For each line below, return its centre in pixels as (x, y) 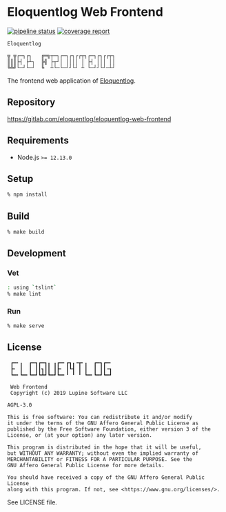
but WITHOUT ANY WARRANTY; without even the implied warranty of (103, 453)
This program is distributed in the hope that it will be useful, (104, 448)
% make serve (26, 326)
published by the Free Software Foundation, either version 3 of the (109, 429)
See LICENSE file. (32, 502)
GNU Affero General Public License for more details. (86, 466)
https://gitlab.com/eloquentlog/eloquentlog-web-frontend (89, 119)
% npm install (28, 195)
